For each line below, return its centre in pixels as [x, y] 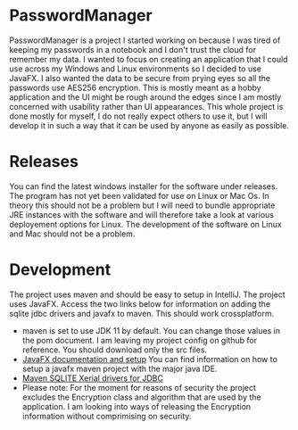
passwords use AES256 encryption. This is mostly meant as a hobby [135, 87]
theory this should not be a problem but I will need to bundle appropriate [142, 205]
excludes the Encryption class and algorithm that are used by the [141, 397]
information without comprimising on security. [107, 416]
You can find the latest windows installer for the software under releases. [144, 186]
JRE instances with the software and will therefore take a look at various [142, 214]
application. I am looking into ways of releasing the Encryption [137, 406]
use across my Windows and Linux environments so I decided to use [135, 69]
